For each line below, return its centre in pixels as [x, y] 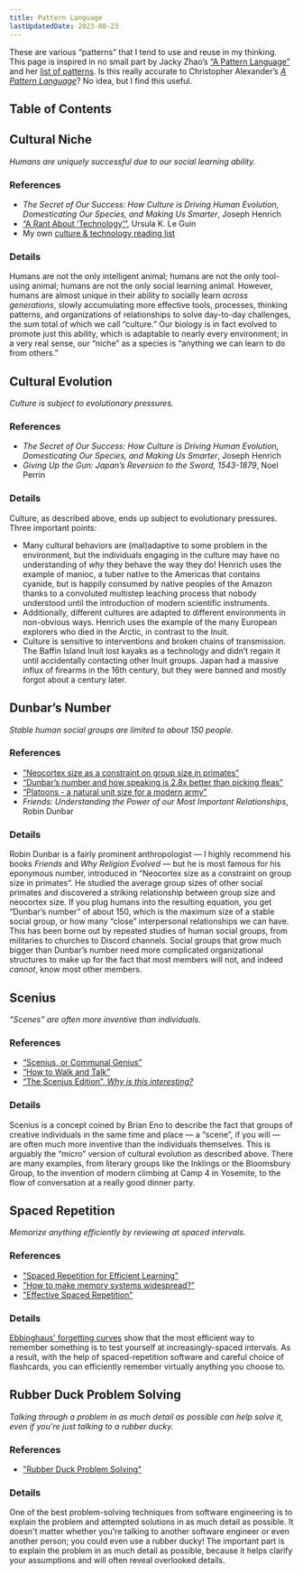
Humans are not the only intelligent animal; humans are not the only [135, 276]
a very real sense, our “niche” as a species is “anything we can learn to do [147, 343]
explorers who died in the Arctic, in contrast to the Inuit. [126, 631]
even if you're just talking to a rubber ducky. [92, 1426]
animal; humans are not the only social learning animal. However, [152, 286]
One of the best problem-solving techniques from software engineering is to [151, 1513]
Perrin [34, 475]
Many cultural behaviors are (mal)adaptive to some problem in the [145, 545]
